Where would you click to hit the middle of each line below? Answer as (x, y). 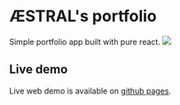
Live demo (39, 69)
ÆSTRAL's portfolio (83, 16)
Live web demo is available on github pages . (90, 91)
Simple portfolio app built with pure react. (85, 41)
